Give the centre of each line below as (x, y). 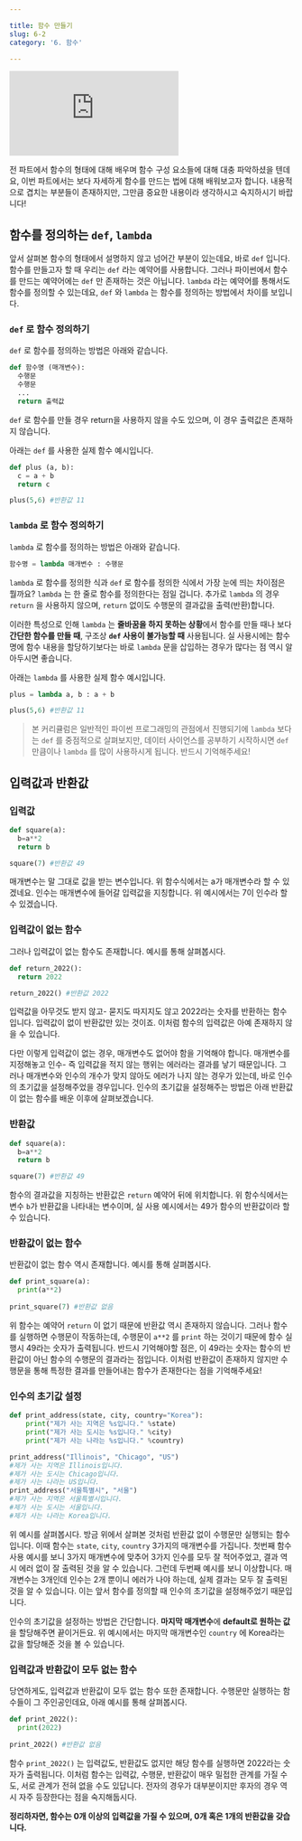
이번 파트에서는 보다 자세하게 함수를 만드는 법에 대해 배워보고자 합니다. (145, 181)
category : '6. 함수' (46, 42)
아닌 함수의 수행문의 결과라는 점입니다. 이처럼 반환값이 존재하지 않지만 (156, 1359)
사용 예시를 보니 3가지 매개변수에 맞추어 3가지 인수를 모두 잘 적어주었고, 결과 (144, 1556)
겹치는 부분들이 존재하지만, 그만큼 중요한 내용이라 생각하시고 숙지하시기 (151, 193)
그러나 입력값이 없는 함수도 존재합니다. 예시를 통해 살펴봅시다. (118, 951)
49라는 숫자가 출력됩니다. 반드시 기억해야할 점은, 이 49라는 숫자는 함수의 (154, 1348)
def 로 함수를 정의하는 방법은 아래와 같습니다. (89, 351)
